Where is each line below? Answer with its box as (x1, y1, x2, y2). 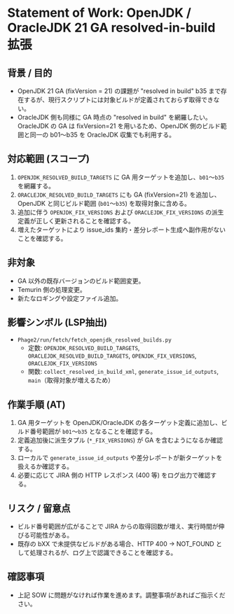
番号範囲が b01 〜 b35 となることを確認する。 (29, 427, 157, 435)
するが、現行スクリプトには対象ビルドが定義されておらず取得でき (23, 96, 214, 104)
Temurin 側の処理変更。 (17, 285, 86, 293)
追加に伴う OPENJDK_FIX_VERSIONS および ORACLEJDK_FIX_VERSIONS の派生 (17, 208, 224, 216)
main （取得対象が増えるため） (27, 376, 114, 384)
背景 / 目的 (7, 67, 53, 78)
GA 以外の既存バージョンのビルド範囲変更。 (17, 277, 145, 285)
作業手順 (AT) (7, 398, 66, 410)
